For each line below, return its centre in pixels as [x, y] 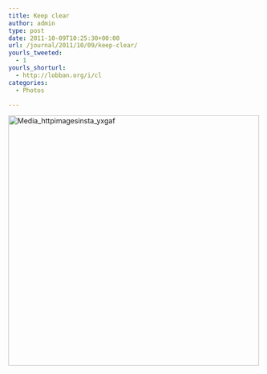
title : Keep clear [39, 16]
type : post [26, 30]
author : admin [32, 23]
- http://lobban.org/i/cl [59, 75]
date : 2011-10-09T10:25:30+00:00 [64, 38]
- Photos [30, 90]
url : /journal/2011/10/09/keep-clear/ [73, 46]
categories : [28, 82]
